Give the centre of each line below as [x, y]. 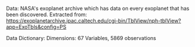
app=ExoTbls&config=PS [36, 27]
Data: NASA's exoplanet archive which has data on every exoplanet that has [98, 8]
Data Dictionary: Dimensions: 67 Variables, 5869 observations [81, 38]
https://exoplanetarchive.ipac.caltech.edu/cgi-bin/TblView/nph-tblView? [94, 21]
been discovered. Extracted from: [47, 15]
